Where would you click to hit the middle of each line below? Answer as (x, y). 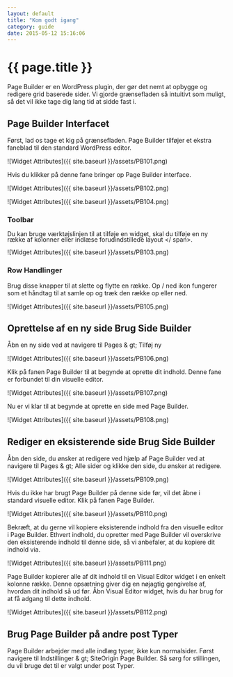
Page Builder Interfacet (58, 124)
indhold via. (24, 550)
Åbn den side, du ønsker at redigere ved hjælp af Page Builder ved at (106, 459)
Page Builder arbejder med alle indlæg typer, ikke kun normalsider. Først (111, 651)
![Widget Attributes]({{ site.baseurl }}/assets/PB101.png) (88, 161)
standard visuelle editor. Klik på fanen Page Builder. (81, 500)
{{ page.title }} (50, 68)
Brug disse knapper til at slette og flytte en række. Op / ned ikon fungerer (112, 286)
